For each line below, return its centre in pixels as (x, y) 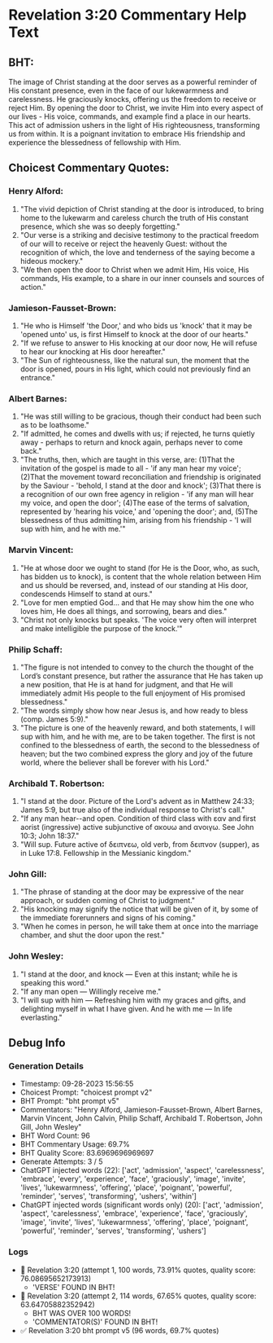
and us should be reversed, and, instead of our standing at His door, (134, 585)
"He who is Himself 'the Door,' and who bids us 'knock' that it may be (136, 325)
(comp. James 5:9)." (54, 719)
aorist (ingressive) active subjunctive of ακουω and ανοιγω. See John (137, 827)
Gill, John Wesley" (51, 1127)
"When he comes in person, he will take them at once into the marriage (139, 927)
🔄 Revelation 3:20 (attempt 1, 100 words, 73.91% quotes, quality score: (138, 1270)
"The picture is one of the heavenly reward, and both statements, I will (138, 727)
